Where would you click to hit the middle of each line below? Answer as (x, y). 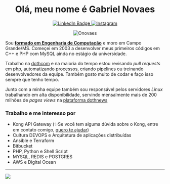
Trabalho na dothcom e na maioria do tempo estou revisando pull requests (83, 63)
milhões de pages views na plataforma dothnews (56, 100)
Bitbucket (23, 146)
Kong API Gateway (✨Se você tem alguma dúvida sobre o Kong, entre (85, 124)
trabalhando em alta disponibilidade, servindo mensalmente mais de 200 (81, 95)
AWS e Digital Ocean (34, 162)
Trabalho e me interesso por (40, 113)
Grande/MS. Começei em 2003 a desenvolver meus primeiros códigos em (83, 48)
